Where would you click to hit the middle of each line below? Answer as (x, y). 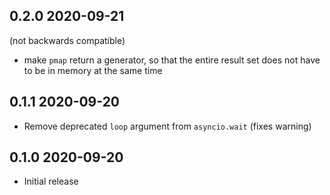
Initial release (51, 181)
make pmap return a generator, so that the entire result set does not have (172, 60)
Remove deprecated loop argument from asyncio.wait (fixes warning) (167, 126)
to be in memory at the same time (93, 70)
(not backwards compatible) (67, 40)
